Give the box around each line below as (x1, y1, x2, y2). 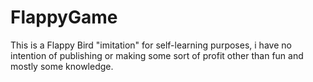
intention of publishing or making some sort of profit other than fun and (10, 49, 304, 61)
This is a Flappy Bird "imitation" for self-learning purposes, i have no (10, 39, 292, 51)
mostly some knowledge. (10, 60, 114, 72)
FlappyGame (10, 6, 118, 29)
